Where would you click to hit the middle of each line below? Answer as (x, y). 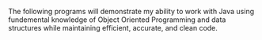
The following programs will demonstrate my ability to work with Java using (131, 11)
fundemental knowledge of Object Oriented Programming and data (117, 20)
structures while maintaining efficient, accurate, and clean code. (113, 28)
